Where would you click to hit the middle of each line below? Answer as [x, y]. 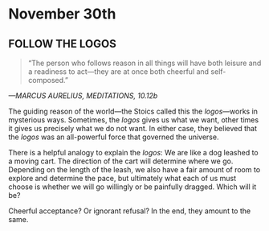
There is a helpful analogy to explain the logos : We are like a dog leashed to [133, 153]
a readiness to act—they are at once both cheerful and [118, 72]
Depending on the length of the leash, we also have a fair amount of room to [134, 169]
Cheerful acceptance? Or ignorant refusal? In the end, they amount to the [130, 211]
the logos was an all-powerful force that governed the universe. [114, 137]
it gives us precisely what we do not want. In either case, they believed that [132, 128]
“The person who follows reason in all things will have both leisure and [145, 63]
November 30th [62, 14]
